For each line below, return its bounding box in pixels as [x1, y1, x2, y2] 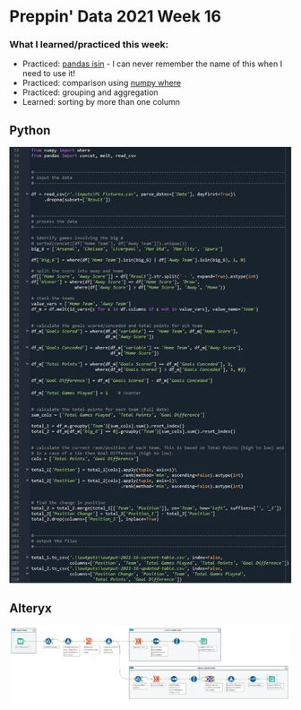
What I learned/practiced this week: [9, 39, 168, 51]
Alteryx [9, 601, 52, 616]
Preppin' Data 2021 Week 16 [9, 6, 222, 27]
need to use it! [21, 68, 76, 79]
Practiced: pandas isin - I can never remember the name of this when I [21, 58, 283, 69]
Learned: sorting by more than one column [21, 97, 181, 108]
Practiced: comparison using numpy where [21, 78, 182, 89]
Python [9, 123, 51, 138]
